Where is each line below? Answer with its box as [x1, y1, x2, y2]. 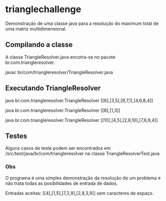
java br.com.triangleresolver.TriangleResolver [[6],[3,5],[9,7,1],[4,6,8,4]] [5, 97, 153, 104]
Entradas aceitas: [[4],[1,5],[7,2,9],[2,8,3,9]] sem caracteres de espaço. [5, 190, 154, 196]
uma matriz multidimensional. [5, 25, 67, 31]
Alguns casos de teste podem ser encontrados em [5, 145, 111, 151]
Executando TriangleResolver [5, 84, 101, 92]
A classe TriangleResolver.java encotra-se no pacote [5, 54, 116, 60]
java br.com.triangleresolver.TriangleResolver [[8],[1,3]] [5, 107, 120, 113]
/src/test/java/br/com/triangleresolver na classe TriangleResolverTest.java [5, 151, 160, 157]
